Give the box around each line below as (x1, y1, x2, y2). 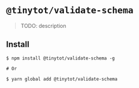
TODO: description (20, 22, 67, 29)
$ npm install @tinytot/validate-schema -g (6, 55, 115, 61)
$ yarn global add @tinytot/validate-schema (6, 76, 118, 82)
